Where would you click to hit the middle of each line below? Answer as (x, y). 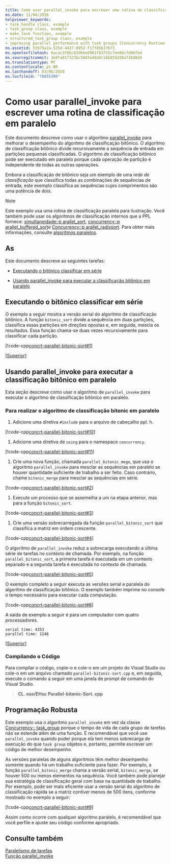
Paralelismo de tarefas (29, 851)
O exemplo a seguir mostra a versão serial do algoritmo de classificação (81, 314)
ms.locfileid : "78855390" (33, 77)
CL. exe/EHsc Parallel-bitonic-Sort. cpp (60, 694)
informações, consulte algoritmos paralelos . (51, 232)
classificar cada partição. (32, 336)
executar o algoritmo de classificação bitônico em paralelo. (67, 398)
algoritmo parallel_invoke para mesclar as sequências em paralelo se (86, 467)
